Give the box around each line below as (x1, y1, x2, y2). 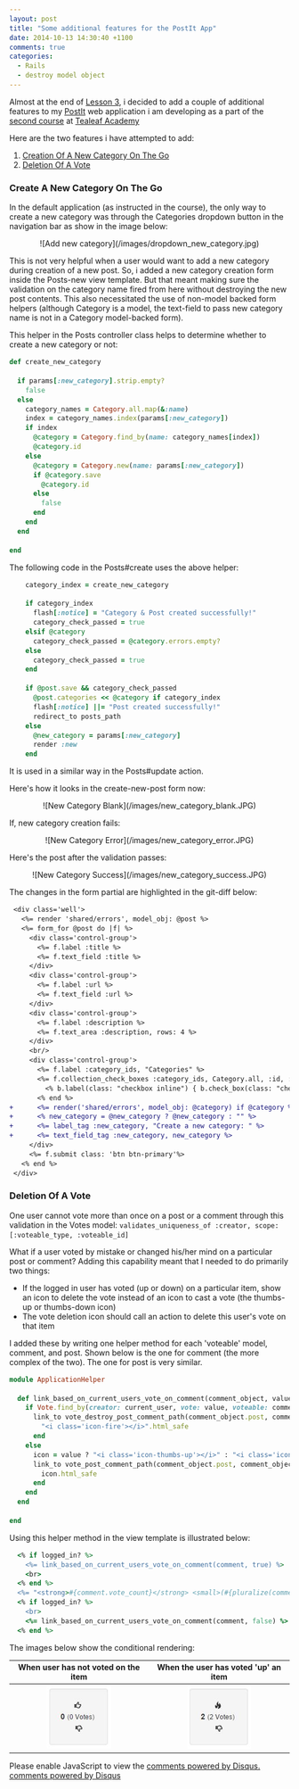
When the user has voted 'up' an (157, 1662, 282, 1673)
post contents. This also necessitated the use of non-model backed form (9, 294, 277, 304)
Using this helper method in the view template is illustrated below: (9, 1532, 251, 1543)
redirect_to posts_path (32, 712, 122, 721)
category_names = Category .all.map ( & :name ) (25, 404, 190, 414)
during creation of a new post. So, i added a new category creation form (9, 265, 274, 276)
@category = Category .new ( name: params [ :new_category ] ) (32, 460, 245, 470)
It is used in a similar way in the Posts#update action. (9, 766, 205, 776)
